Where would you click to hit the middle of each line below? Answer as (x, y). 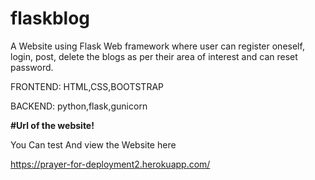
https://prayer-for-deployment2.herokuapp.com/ (110, 164)
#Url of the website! (52, 125)
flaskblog (50, 18)
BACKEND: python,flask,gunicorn (79, 106)
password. (32, 67)
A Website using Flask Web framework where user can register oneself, (157, 46)
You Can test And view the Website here (93, 144)
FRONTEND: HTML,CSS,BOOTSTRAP (87, 86)
